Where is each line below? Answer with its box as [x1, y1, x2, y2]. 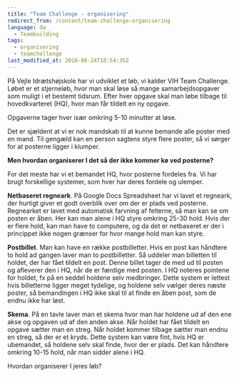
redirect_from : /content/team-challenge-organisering [7, 17, 171, 24]
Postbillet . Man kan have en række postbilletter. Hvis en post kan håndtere [7, 243, 228, 251]
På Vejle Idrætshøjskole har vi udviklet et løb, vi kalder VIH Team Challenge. [7, 76, 230, 85]
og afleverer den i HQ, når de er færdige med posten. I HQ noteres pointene [7, 266, 230, 274]
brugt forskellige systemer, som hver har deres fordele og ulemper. [7, 177, 204, 186]
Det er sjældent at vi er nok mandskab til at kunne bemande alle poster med [7, 126, 230, 136]
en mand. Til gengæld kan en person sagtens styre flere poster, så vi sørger [7, 134, 230, 143]
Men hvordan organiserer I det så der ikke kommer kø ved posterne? [7, 156, 214, 164]
